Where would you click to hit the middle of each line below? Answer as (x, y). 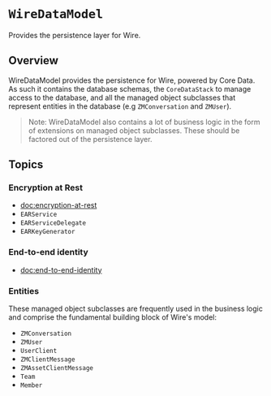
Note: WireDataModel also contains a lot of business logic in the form (144, 122)
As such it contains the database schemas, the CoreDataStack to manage (130, 88)
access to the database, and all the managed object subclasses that (122, 97)
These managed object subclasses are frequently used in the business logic (136, 309)
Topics (26, 165)
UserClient (39, 351)
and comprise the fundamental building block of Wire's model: (113, 317)
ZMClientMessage (47, 359)
